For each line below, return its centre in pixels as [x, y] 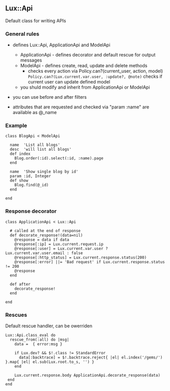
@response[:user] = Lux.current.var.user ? [61, 248]
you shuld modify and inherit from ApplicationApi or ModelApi [85, 87]
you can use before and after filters [50, 97]
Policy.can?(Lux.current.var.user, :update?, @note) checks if [95, 76]
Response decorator [31, 211]
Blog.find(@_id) [32, 185]
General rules [22, 34]
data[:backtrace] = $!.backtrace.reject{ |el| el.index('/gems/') [91, 357]
